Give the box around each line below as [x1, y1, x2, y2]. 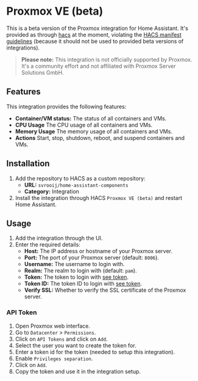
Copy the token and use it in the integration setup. [15, 368, 141, 375]
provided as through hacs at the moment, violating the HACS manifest [6, 31, 182, 38]
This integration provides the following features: [6, 103, 127, 110]
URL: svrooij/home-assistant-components [24, 181, 129, 188]
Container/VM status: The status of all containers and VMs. [15, 114, 167, 122]
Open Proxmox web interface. [15, 322, 90, 330]
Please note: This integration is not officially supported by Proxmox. [21, 56, 193, 63]
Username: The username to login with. [24, 261, 125, 268]
